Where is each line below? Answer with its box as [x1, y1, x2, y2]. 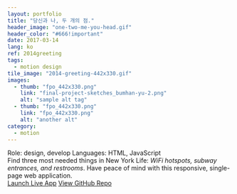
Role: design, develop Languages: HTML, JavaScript [7, 149, 162, 157]
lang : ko [7, 43, 33, 50]
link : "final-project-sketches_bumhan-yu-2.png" [20, 90, 167, 97]
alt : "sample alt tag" [20, 97, 88, 104]
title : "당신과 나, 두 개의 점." [7, 17, 95, 24]
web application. [23, 171, 73, 180]
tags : [7, 57, 23, 64]
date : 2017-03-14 [7, 37, 59, 44]
